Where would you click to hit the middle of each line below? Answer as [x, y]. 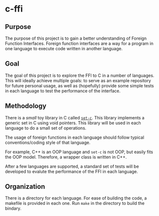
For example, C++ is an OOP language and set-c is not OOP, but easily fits [79, 152]
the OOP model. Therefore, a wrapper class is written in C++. [66, 157]
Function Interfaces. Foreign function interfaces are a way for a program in [79, 43]
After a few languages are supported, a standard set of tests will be [72, 166]
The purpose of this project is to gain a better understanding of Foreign [76, 38]
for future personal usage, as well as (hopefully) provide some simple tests [79, 86]
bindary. [13, 208]
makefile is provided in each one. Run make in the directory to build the [75, 203]
